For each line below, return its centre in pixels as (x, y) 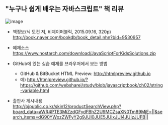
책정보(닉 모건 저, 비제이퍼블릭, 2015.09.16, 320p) (62, 31)
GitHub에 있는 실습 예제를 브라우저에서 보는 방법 (60, 63)
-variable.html (34, 90)
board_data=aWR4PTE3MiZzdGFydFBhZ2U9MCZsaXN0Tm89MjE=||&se (87, 111)
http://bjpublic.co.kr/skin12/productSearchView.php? (67, 106)
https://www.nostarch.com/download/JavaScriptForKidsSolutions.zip (84, 53)
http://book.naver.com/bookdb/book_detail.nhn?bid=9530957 (76, 37)
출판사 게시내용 (27, 100)
